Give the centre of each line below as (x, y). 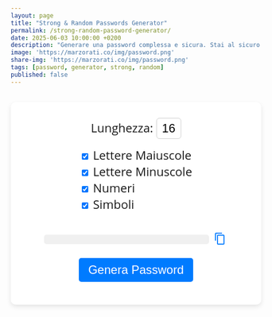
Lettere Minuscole (142, 172)
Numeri (114, 188)
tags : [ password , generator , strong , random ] (87, 68)
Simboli (114, 204)
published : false (39, 75)
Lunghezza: (122, 128)
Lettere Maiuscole (142, 155)
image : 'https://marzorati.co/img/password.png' (93, 52)
